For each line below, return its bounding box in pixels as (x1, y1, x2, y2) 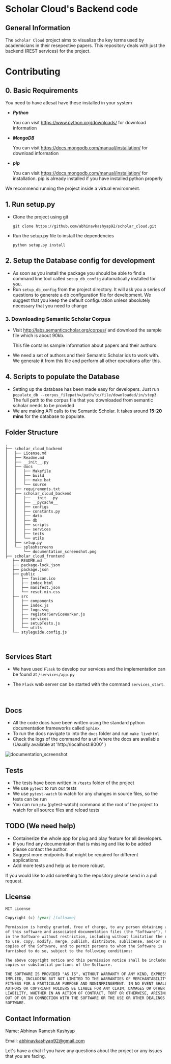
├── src (12, 594, 28, 599)
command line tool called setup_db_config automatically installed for (12, 275, 156, 281)
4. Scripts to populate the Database (5, 372, 120, 381)
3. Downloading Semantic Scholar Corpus (5, 315, 111, 322)
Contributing (5, 66, 61, 77)
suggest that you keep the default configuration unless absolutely (12, 297, 151, 303)
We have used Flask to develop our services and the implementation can (12, 666, 166, 672)
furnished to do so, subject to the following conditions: (5, 948, 133, 954)
